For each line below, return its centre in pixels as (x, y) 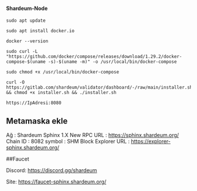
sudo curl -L (22, 52)
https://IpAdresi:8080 (34, 103)
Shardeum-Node (27, 8)
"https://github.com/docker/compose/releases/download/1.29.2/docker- (94, 57)
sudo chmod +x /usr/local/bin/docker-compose (62, 72)
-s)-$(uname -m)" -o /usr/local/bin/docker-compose (112, 62)
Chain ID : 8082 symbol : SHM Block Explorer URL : (68, 142)
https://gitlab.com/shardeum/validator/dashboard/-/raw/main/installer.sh (99, 88)
